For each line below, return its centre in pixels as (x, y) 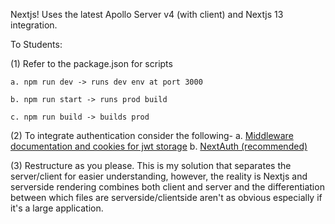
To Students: (36, 44)
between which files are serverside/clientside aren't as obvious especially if (166, 197)
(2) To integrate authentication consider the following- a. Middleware (152, 135)
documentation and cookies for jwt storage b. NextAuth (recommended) (159, 146)
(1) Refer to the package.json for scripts (91, 63)
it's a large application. (57, 208)
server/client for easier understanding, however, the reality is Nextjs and (159, 176)
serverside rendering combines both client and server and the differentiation (167, 187)
